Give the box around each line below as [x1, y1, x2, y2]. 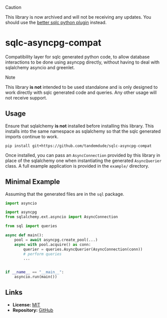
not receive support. [5, 94, 47, 100]
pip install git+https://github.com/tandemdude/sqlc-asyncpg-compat [5, 143, 152, 148]
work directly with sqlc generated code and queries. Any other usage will [5, 89, 157, 95]
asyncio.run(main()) [14, 275, 57, 280]
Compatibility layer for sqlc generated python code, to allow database [5, 54, 150, 60]
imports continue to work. [5, 133, 59, 139]
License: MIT [12, 301, 41, 307]
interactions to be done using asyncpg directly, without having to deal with [5, 59, 160, 65]
